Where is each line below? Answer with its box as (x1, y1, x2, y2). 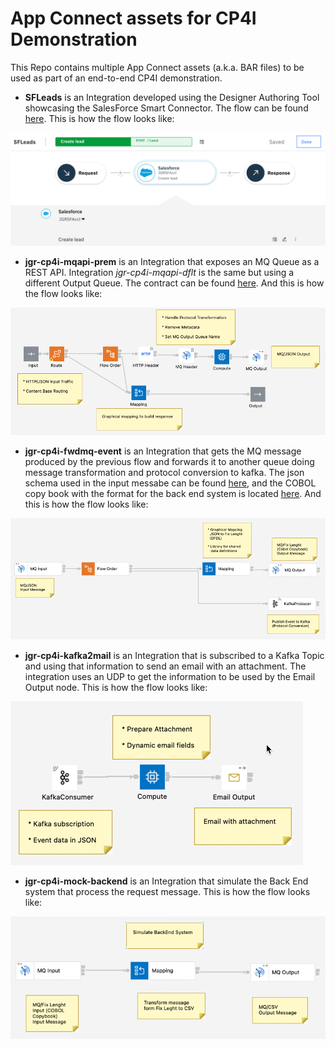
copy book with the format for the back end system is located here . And (24, 488, 322, 500)
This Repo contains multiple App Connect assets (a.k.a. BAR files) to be (10, 61, 305, 73)
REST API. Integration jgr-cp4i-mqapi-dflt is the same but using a (24, 267, 295, 279)
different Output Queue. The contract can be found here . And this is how (24, 277, 325, 289)
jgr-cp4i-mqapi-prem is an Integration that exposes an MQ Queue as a (24, 256, 320, 268)
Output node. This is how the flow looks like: (24, 681, 208, 693)
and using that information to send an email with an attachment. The (24, 660, 307, 672)
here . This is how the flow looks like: (24, 112, 175, 124)
